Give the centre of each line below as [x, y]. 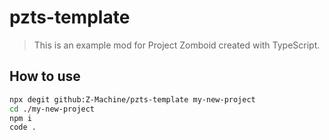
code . [23, 127]
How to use [45, 76]
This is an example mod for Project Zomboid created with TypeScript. [177, 45]
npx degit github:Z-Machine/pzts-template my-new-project [132, 99]
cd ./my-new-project [52, 109]
